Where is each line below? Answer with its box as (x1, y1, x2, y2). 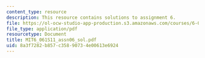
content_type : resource (6, 8, 67, 15)
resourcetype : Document (6, 31, 67, 37)
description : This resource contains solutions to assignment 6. (6, 14, 176, 21)
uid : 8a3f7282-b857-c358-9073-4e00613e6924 (6, 43, 119, 49)
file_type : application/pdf (6, 25, 78, 32)
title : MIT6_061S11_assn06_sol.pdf (6, 37, 97, 43)
